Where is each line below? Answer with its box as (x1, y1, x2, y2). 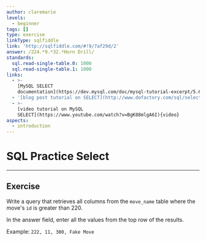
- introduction (12, 123, 51, 129)
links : (6, 72, 23, 78)
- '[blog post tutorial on (12, 94, 81, 101)
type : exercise (6, 32, 45, 38)
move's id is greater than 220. (6, 204, 83, 212)
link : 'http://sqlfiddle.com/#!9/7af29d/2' (6, 44, 120, 50)
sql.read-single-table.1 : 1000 (12, 66, 92, 72)
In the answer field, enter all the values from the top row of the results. (6, 216, 184, 223)
